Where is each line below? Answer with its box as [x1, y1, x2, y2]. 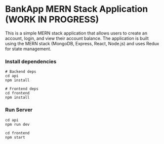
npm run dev [5, 122, 30, 127]
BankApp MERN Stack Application [5, 3, 148, 15]
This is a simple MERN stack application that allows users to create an [5, 30, 147, 36]
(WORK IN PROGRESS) [5, 14, 99, 25]
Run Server [5, 107, 33, 114]
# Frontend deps [5, 86, 39, 91]
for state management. [5, 46, 52, 52]
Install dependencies [5, 58, 57, 65]
